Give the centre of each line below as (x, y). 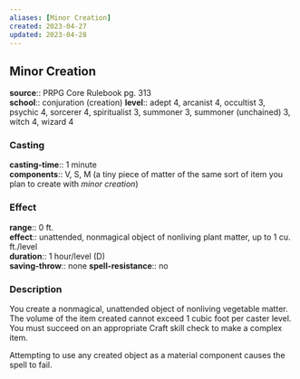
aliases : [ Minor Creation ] (60, 18)
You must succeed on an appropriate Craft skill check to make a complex (146, 328)
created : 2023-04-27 (48, 26)
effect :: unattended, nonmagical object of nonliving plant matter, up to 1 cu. (150, 237)
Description (36, 289)
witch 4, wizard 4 (42, 122)
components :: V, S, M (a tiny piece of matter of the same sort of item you (146, 175)
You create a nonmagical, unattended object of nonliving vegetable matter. (149, 309)
